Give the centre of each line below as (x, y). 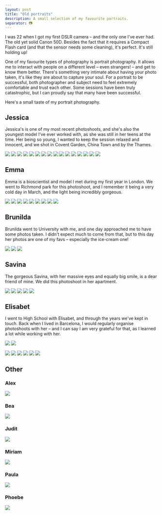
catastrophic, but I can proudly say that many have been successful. (73, 93)
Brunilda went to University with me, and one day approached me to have (78, 229)
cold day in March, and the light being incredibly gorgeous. (64, 192)
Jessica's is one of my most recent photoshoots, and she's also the (72, 129)
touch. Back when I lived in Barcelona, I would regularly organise (69, 324)
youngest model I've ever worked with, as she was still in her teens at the (78, 135)
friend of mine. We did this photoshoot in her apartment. (61, 281)
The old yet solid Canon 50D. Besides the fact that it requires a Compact (77, 42)
